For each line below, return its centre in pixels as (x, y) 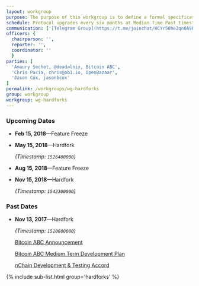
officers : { (21, 34)
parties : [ (20, 61)
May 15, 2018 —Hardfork (45, 145)
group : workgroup (28, 94)
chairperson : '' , (33, 39)
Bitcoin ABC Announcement (49, 242)
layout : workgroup (29, 12)
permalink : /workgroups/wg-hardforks (53, 89)
